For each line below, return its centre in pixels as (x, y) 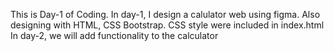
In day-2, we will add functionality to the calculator (114, 35)
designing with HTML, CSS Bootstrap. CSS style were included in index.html (167, 25)
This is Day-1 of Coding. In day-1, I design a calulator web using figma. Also (165, 14)
